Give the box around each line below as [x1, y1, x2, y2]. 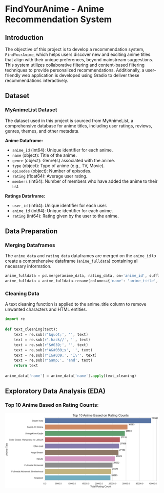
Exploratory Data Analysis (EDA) [5, 387, 106, 395]
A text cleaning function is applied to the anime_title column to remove [5, 301, 146, 307]
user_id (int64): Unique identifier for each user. [12, 202, 107, 208]
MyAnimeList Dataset [5, 106, 58, 113]
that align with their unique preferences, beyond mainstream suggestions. [5, 57, 154, 62]
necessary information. [5, 263, 52, 269]
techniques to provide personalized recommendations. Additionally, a [5, 67, 144, 73]
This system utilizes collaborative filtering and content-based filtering [5, 62, 145, 68]
